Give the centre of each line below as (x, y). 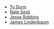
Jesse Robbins (24, 17)
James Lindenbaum (29, 22)
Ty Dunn (18, 7)
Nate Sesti (20, 12)
